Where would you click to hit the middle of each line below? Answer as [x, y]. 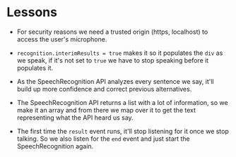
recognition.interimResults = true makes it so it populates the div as [120, 53]
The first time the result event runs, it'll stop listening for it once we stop [123, 131]
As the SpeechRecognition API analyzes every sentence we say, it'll [115, 81]
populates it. [35, 68]
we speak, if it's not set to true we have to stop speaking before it [113, 60]
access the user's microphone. [62, 39]
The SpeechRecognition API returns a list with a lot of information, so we [122, 102]
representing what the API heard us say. [75, 118]
